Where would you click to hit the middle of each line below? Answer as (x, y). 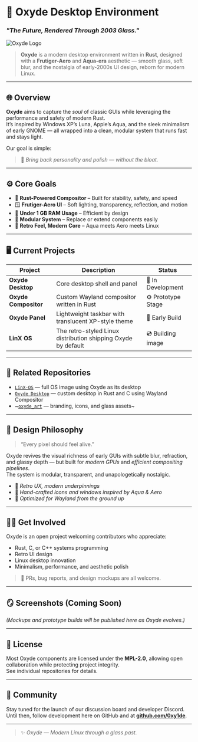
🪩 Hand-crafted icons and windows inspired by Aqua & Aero (88, 492)
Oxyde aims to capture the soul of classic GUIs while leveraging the (88, 112)
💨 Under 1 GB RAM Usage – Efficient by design (71, 213)
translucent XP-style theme (95, 321)
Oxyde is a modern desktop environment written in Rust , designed (101, 55)
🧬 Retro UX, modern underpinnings (57, 485)
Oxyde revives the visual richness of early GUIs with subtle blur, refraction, (97, 455)
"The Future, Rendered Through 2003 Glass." (73, 31)
